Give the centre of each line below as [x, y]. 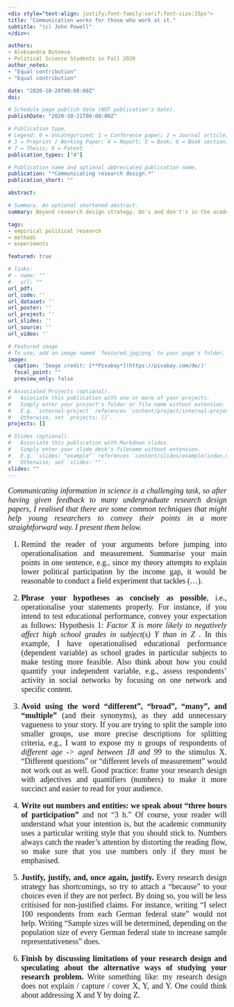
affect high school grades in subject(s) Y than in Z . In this [124, 635]
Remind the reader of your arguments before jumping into [124, 544]
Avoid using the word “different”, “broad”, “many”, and [124, 707]
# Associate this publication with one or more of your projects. [109, 398]
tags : [16, 224]
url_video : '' [28, 334]
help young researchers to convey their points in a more [117, 518]
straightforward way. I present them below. [75, 528]
